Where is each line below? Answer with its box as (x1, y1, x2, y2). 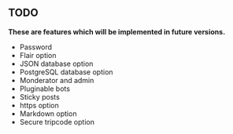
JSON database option (19, 59, 94, 68)
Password (19, 42, 53, 52)
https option (19, 100, 59, 110)
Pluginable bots (19, 84, 71, 93)
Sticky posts (19, 92, 61, 101)
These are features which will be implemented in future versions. (8, 27, 226, 36)
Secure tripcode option (19, 117, 94, 126)
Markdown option (19, 109, 77, 118)
